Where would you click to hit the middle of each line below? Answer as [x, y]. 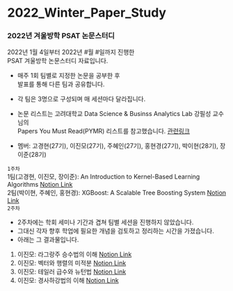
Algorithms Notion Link [40, 185]
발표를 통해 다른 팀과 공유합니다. [61, 84]
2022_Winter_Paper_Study [87, 13]
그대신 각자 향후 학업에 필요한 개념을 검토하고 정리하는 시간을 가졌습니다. [115, 231]
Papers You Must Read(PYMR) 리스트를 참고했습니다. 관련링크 [103, 131]
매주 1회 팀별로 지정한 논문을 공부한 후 [69, 76]
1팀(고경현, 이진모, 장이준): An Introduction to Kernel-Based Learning [104, 177]
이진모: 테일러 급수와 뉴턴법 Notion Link [72, 272]
